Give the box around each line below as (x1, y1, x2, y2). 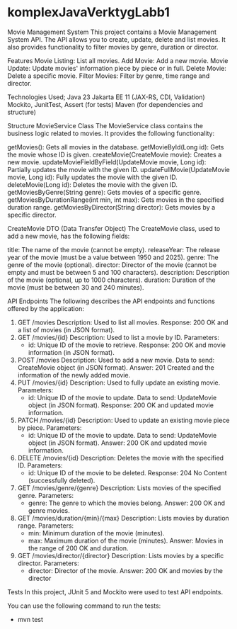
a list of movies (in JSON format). (17, 325, 115, 334)
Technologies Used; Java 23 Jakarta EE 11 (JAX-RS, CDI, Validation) (7, 93, 205, 101)
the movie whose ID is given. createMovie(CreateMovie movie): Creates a (7, 150, 222, 159)
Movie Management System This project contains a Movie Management (7, 28, 217, 36)
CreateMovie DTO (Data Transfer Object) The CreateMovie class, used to (7, 224, 221, 232)
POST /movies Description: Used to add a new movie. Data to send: (17, 356, 215, 364)
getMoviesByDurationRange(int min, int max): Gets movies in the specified (7, 195, 224, 204)
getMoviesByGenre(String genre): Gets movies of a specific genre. (7, 188, 202, 196)
